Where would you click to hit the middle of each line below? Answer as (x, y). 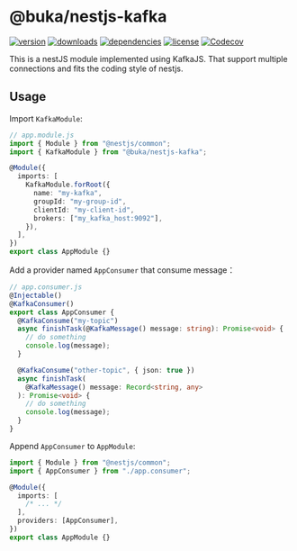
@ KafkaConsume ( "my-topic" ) (68, 321)
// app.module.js (42, 135)
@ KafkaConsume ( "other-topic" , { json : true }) (106, 370)
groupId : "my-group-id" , (80, 201)
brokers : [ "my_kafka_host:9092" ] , (98, 218)
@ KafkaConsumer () (42, 303)
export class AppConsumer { (62, 312)
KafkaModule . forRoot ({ (68, 185)
